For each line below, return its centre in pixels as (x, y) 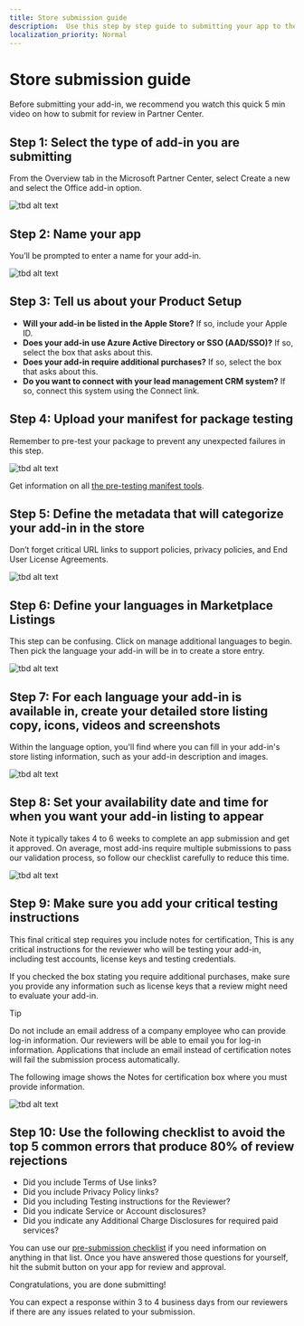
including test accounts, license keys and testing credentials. (123, 959)
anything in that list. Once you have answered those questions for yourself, (149, 1257)
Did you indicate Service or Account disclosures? (114, 1211)
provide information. (47, 1086)
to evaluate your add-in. (54, 995)
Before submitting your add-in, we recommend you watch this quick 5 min (147, 104)
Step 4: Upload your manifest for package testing (152, 419)
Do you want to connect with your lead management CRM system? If (154, 381)
